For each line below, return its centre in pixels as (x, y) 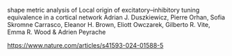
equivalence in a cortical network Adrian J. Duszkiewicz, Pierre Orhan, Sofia (116, 17)
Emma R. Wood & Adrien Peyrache (57, 32)
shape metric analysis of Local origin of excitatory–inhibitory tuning (103, 10)
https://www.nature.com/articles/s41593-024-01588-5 (85, 45)
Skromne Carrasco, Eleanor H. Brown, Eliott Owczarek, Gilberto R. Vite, (109, 25)
